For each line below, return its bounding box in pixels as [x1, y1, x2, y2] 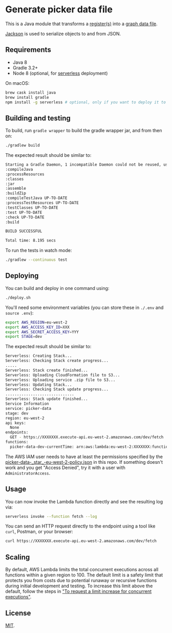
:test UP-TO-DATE [5, 210, 42, 215]
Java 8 [12, 59, 27, 65]
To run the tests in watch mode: [5, 247, 72, 254]
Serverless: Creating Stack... [5, 353, 72, 358]
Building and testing [5, 114, 71, 122]
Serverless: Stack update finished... [5, 396, 88, 402]
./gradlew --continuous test [5, 257, 68, 263]
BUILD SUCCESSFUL [5, 229, 42, 234]
